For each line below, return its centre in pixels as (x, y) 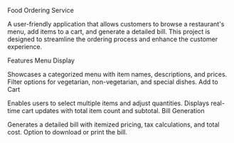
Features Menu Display (41, 60)
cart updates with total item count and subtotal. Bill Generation (113, 111)
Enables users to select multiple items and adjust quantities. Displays (108, 103)
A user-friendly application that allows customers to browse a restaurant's (116, 24)
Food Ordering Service (41, 10)
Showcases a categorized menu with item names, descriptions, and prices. (117, 74)
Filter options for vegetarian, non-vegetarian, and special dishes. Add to (113, 82)
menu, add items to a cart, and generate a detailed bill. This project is (109, 32)
